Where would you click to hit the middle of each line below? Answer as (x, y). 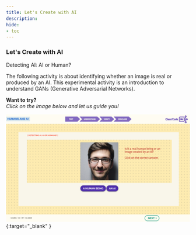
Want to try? (21, 100)
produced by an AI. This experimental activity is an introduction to (85, 82)
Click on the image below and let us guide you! (62, 106)
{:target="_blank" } (29, 226)
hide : (13, 25)
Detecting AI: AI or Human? (39, 65)
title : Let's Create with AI (41, 12)
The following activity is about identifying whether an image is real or (89, 76)
